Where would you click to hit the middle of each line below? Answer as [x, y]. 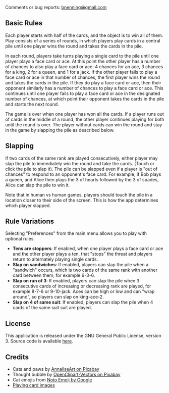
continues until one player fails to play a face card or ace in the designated [83, 93]
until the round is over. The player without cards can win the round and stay [84, 125]
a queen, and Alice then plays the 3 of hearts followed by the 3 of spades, [82, 179]
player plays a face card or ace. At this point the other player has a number [83, 61]
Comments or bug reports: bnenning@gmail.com [56, 7]
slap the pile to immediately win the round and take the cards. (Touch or [80, 163]
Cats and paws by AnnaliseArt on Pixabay [56, 369]
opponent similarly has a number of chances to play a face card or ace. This [84, 88]
